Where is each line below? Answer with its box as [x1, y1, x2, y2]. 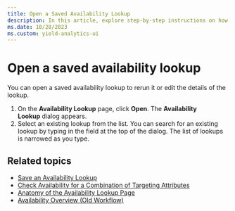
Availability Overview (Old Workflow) [17, 196, 125, 204]
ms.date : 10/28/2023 [7, 23, 68, 30]
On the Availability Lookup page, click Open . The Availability [17, 105, 197, 113]
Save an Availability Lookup [17, 174, 97, 181]
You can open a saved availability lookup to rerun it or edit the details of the [7, 84, 227, 92]
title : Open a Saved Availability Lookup [7, 10, 131, 18]
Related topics [7, 155, 72, 167]
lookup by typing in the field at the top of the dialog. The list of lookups [17, 127, 224, 136]
